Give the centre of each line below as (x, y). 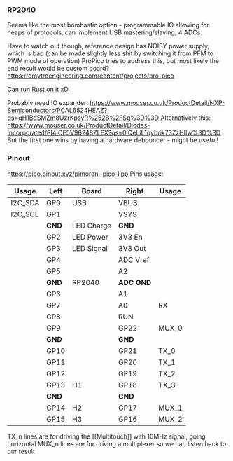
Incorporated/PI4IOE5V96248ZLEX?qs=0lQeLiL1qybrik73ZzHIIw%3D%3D (114, 133)
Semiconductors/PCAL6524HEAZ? (57, 111)
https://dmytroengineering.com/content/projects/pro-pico (91, 76)
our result (21, 451)
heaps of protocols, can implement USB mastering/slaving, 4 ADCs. (105, 32)
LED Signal (90, 248)
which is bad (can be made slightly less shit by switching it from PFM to (111, 53)
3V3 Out (132, 248)
